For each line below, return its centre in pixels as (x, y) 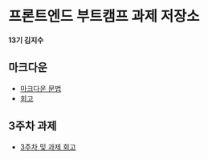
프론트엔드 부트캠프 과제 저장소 (104, 16)
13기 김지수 (26, 40)
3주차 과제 (33, 126)
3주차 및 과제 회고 (48, 147)
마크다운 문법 (41, 88)
